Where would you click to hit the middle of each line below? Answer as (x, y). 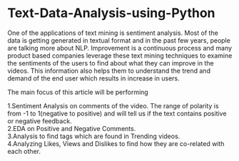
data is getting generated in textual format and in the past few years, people (119, 40)
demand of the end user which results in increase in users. (93, 78)
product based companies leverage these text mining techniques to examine (120, 56)
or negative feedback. (40, 121)
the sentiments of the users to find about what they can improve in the (111, 63)
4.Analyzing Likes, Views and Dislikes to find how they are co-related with (116, 143)
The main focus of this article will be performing (78, 92)
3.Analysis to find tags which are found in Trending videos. (94, 136)
